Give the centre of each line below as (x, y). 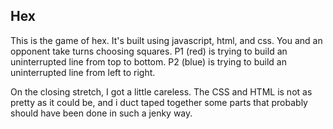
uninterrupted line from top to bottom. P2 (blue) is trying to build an (148, 61)
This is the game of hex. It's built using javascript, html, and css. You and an (166, 40)
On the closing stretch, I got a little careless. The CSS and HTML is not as (161, 91)
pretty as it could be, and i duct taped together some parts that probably (159, 102)
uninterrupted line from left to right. (83, 72)
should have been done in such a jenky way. (101, 113)
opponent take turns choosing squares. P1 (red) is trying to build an (149, 51)
